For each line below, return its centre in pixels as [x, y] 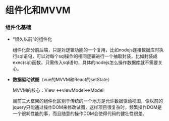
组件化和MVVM [38, 10]
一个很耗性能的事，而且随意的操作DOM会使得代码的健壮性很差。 [80, 113]
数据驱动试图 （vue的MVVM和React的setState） [62, 80]
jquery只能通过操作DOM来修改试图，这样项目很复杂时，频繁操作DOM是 [87, 107]
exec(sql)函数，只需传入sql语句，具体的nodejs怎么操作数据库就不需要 [85, 63]
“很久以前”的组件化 [32, 39]
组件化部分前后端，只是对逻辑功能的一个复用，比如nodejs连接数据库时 [86, 50]
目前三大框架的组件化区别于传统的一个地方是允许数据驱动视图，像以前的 [88, 101]
